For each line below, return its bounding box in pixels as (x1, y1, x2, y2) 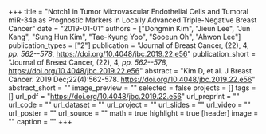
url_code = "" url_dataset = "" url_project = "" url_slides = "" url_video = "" (8, 100, 251, 109)
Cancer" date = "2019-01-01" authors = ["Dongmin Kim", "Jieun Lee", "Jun (8, 24, 251, 33)
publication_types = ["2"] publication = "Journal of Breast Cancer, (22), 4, (8, 41, 249, 50)
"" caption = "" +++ (8, 117, 73, 126)
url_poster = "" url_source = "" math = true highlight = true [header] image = (8, 108, 259, 118)
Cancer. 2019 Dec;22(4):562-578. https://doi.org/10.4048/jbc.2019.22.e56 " (8, 75, 256, 84)
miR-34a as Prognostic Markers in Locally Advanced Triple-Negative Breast (8, 15, 257, 25)
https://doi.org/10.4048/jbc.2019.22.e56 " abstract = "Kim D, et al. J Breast (8, 66, 252, 75)
